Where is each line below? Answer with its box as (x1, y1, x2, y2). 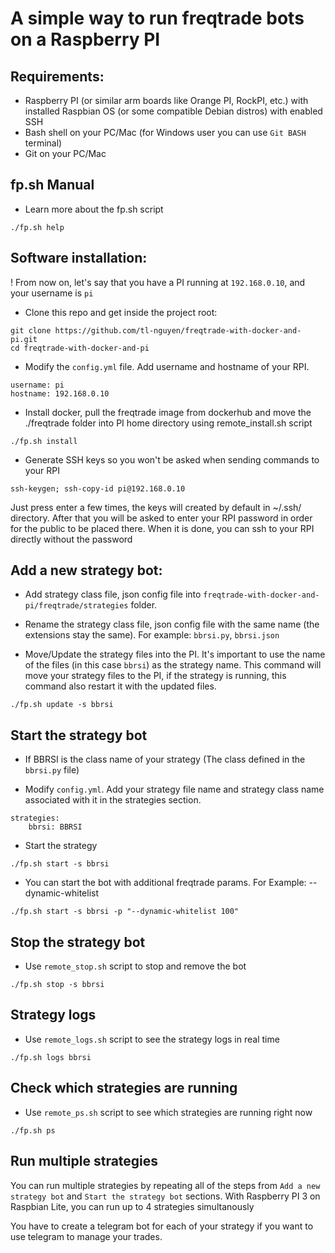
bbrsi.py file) (24, 764, 80, 776)
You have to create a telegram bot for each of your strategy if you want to (10, 1220, 314, 1232)
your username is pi (10, 287, 94, 299)
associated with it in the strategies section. (24, 794, 202, 806)
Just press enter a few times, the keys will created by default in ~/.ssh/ (10, 501, 302, 513)
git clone (10, 325, 52, 336)
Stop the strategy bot (10, 933, 146, 951)
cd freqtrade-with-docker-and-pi (10, 343, 150, 353)
